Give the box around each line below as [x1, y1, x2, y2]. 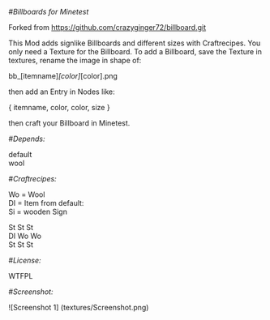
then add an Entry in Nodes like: [8, 87, 115, 96]
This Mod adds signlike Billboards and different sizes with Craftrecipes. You [8, 38, 261, 48]
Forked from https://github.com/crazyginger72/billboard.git [8, 23, 207, 32]
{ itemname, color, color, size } [8, 103, 111, 112]
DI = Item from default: [8, 198, 84, 207]
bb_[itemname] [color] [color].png [8, 71, 118, 80]
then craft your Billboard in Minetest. [8, 118, 131, 128]
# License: [8, 255, 42, 265]
